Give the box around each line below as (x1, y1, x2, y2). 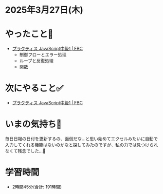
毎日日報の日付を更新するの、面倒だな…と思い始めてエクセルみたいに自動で (5, 136, 158, 141)
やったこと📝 (5, 29, 54, 39)
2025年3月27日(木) (5, 4, 84, 16)
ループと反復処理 (19, 58, 54, 64)
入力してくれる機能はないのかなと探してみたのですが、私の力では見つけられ (5, 142, 158, 148)
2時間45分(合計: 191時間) (12, 184, 62, 190)
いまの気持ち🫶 (5, 119, 62, 130)
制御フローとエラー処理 (19, 52, 67, 58)
